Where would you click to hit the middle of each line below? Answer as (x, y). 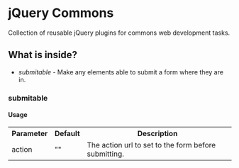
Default (67, 133)
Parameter (30, 133)
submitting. (106, 154)
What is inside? (43, 55)
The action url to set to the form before (151, 145)
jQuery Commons (61, 13)
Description (157, 133)
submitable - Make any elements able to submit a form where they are (121, 72)
